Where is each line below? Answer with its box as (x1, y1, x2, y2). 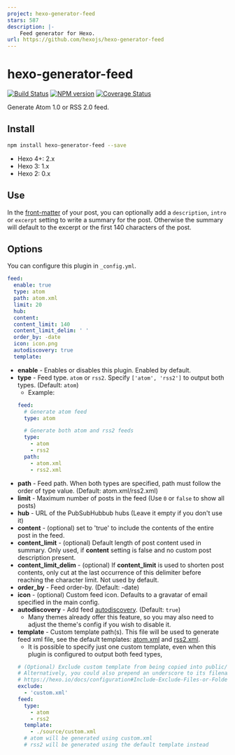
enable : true (13, 282, 52, 289)
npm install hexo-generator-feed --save (7, 141, 127, 149)
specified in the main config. (17, 598, 100, 606)
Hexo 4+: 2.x (17, 154, 55, 163)
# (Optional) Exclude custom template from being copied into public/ (17, 663, 228, 670)
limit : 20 (13, 301, 42, 308)
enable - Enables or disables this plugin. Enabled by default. (17, 366, 191, 374)
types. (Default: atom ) (17, 380, 79, 389)
